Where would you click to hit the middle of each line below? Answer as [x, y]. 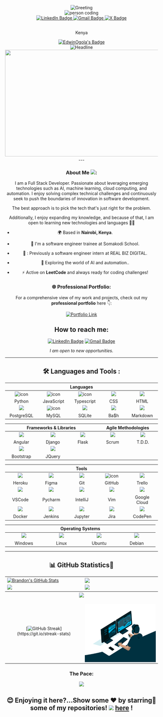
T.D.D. [143, 442]
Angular [21, 442]
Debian [137, 543]
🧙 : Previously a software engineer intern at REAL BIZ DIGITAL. [85, 253]
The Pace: [81, 674]
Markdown [142, 415]
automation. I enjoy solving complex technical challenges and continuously [81, 194]
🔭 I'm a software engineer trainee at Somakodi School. [85, 244]
